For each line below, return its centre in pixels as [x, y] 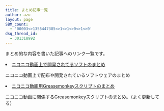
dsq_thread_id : [21, 34]
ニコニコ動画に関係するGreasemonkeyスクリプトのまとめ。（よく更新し [80, 97]
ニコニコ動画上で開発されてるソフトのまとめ [59, 64]
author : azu [18, 15]
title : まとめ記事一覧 [27, 10]
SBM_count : [17, 24]
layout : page [19, 19]
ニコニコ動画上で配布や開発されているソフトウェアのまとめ [68, 75]
